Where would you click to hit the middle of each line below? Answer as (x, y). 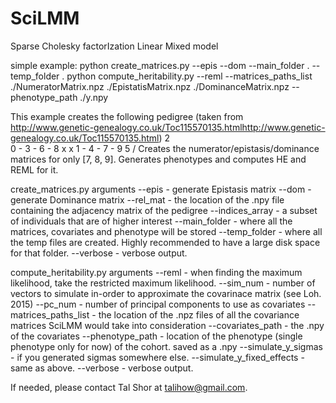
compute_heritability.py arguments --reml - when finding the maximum (156, 272)
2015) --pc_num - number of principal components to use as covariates (158, 304)
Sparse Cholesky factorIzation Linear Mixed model (114, 46)
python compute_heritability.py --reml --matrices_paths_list (189, 76)
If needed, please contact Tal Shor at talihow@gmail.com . (129, 387)
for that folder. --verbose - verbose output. (99, 253)
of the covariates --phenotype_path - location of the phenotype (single (156, 336)
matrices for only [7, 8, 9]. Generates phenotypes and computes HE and (158, 159)
